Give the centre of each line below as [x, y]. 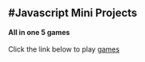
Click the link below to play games [64, 49]
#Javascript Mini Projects [73, 13]
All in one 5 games [39, 32]
